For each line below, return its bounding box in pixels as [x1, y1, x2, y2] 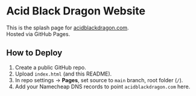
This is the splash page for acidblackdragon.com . [6, 24, 129, 31]
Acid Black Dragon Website [6, 4, 146, 18]
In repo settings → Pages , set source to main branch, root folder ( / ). [14, 76, 183, 83]
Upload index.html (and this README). [14, 70, 112, 77]
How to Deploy [6, 48, 63, 58]
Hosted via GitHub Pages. [6, 30, 71, 37]
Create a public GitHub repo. [14, 64, 86, 71]
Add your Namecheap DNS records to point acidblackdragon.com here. [14, 83, 191, 90]
